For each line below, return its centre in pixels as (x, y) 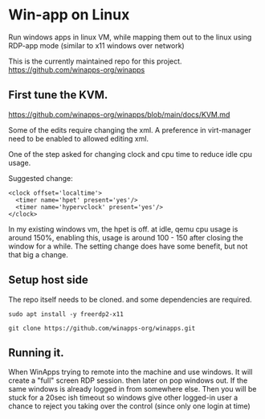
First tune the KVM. (58, 95)
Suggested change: (41, 178)
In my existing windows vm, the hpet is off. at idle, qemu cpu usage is (123, 229)
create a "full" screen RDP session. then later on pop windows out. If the (128, 380)
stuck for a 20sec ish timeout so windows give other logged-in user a (123, 398)
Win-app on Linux (69, 15)
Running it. (36, 353)
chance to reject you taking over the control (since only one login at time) (129, 406)
